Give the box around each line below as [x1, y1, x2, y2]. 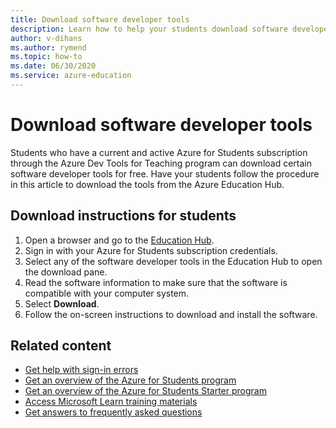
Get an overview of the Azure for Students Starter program [24, 385, 267, 397]
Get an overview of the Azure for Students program [24, 374, 237, 386]
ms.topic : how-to [10, 52, 83, 62]
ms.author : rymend [10, 42, 87, 53]
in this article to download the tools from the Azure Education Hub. [10, 178, 285, 190]
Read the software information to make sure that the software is [24, 276, 288, 288]
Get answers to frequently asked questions [24, 406, 203, 418]
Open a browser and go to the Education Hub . [24, 234, 215, 246]
